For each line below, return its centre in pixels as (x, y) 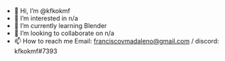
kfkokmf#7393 (36, 51)
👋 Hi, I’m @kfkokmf (42, 11)
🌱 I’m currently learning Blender (60, 26)
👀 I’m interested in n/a (46, 18)
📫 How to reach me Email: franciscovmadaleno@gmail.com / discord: (116, 41)
